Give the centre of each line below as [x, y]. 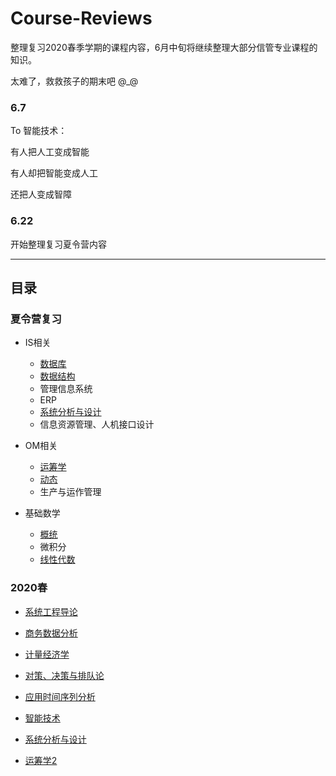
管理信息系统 [66, 389]
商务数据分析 [51, 633]
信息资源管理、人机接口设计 [97, 424]
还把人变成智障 [41, 194]
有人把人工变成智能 [50, 152]
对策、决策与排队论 [64, 675]
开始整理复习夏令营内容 [58, 244]
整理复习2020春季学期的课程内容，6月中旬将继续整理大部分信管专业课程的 [164, 47]
